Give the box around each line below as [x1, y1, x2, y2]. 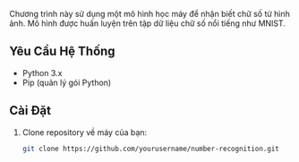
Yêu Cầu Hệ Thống [9, 44, 115, 59]
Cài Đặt [9, 103, 52, 118]
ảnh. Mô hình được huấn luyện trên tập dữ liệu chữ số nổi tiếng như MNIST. [9, 18, 286, 29]
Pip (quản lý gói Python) [21, 77, 112, 88]
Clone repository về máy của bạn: [21, 126, 148, 138]
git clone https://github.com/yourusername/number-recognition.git [21, 144, 279, 153]
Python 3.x [21, 67, 63, 78]
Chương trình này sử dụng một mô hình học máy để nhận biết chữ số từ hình [9, 9, 291, 19]
